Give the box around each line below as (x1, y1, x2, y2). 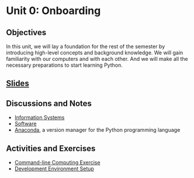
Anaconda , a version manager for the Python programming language (14, 126, 181, 133)
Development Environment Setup (14, 165, 95, 172)
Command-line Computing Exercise (14, 159, 101, 166)
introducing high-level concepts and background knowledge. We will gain (6, 49, 183, 56)
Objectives (6, 28, 47, 37)
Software (14, 120, 37, 127)
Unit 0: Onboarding (6, 4, 101, 18)
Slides (6, 78, 29, 88)
